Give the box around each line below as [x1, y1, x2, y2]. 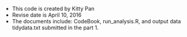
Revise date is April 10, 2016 [11, 11, 82, 18]
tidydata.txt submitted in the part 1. [11, 24, 99, 31]
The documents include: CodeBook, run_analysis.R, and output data [11, 18, 181, 24]
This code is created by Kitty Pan [11, 5, 95, 12]
